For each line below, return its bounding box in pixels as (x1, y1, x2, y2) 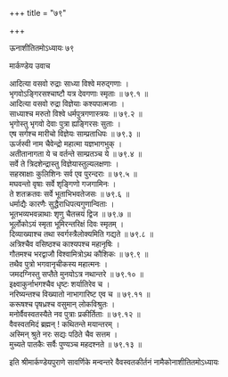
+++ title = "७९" (9, 8, 67, 18)
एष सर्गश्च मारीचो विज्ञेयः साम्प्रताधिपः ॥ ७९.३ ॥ (9, 128, 141, 139)
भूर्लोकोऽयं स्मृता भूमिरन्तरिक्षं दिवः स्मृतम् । (9, 218, 125, 229)
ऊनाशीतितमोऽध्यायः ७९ (9, 43, 75, 53)
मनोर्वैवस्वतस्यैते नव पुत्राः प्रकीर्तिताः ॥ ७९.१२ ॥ (9, 309, 141, 319)
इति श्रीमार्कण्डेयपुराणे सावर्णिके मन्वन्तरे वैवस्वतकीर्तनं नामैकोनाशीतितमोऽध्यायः (9, 357, 220, 367)
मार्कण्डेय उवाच (9, 61, 51, 70)
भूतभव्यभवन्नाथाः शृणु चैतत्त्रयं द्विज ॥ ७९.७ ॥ (9, 209, 131, 219)
